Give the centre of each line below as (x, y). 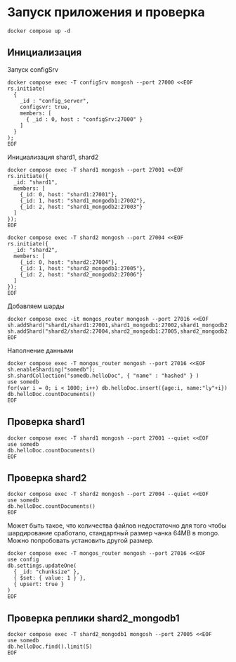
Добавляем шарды (36, 306)
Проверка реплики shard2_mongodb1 (94, 618)
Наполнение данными (40, 350)
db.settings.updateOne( (42, 566)
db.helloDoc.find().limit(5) (50, 647)
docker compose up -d (39, 31)
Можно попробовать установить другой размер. (80, 541)
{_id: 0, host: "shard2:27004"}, (69, 262)
